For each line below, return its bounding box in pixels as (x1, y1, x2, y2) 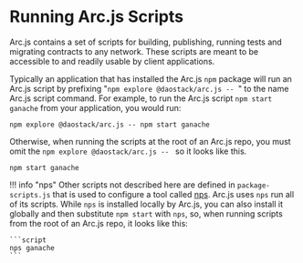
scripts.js (9, 190, 51, 199)
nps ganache (9, 243, 55, 252)
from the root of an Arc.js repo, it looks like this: (9, 217, 189, 228)
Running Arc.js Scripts (9, 6, 184, 27)
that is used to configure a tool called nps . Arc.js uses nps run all (52, 188, 295, 199)
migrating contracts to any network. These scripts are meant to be (9, 46, 258, 56)
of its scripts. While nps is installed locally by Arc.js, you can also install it (9, 198, 284, 209)
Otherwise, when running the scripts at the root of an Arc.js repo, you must (9, 136, 291, 147)
